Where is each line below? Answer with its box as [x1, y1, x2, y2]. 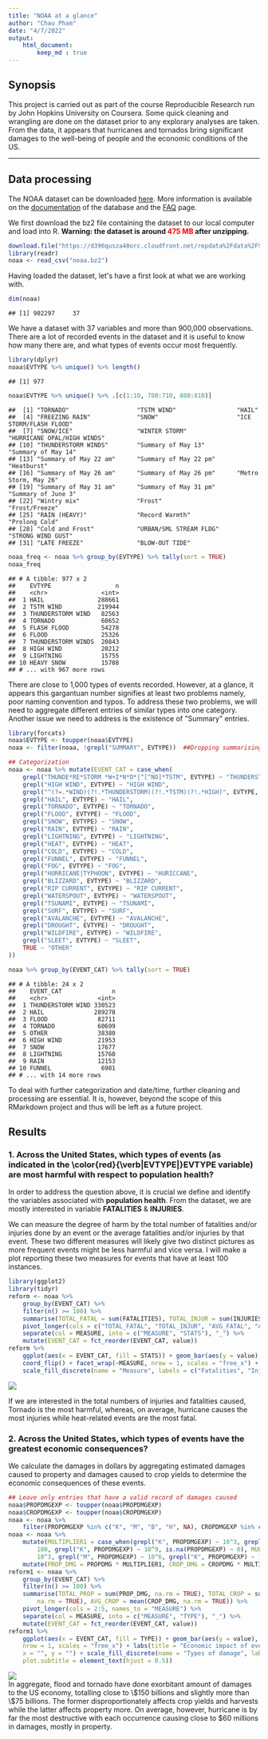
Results [8, 1126, 47, 1139]
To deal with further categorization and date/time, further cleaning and [8, 1085, 241, 1094]
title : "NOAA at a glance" [8, 11, 98, 20]
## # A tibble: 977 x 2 [8, 574, 88, 583]
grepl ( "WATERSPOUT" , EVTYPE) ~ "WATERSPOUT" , [22, 891, 177, 899]
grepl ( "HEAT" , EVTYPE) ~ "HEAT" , [22, 840, 134, 848]
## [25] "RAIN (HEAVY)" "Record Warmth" [8, 510, 191, 519]
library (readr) [8, 249, 59, 257]
